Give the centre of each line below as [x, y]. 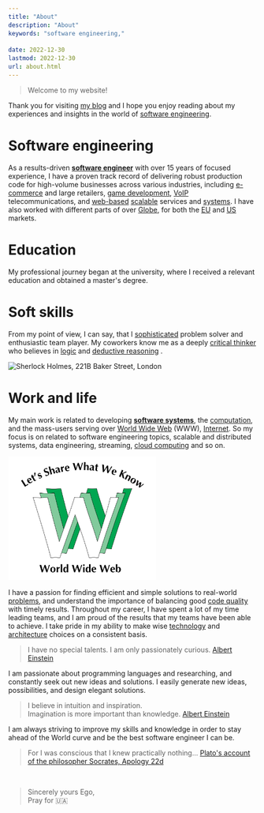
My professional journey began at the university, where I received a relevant [132, 272]
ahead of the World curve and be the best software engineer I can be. [121, 738]
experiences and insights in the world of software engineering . [110, 114]
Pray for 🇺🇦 [48, 800]
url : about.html [35, 67]
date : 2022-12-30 [37, 50]
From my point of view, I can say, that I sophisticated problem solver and [126, 334]
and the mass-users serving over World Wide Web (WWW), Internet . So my [131, 428]
